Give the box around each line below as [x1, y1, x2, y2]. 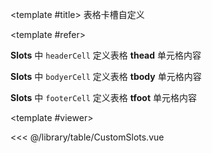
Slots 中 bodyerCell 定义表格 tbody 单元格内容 [10, 71, 202, 82]
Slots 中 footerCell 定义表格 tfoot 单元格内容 [10, 92, 197, 103]
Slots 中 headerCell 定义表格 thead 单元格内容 [10, 49, 202, 61]
